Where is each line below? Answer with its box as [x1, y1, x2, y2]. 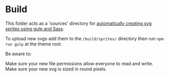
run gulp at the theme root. [5, 41, 62, 47]
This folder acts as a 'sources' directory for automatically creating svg [5, 20, 152, 26]
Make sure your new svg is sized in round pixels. [5, 66, 107, 72]
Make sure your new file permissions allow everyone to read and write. [5, 60, 153, 66]
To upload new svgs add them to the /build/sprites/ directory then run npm [5, 35, 164, 42]
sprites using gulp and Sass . [5, 25, 64, 31]
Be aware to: [5, 51, 32, 57]
